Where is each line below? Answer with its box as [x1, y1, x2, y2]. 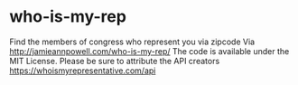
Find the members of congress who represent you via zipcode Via [9, 36, 256, 47]
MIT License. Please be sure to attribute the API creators [9, 55, 220, 66]
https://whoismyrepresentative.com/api [9, 65, 156, 76]
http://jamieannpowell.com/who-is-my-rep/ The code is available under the [9, 45, 290, 56]
